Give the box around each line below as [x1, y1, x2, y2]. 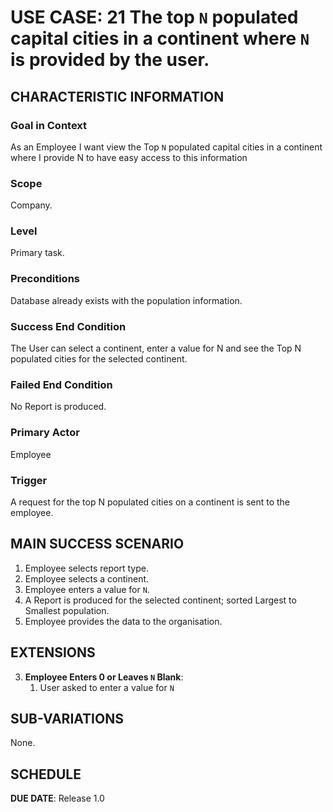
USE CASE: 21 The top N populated [10, 6, 299, 29]
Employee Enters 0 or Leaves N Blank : [24, 671, 184, 683]
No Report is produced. [10, 401, 107, 413]
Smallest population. [24, 604, 110, 616]
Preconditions [10, 272, 81, 286]
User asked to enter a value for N [39, 681, 175, 693]
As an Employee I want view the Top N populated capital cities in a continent [10, 141, 323, 153]
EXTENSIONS [10, 644, 96, 661]
